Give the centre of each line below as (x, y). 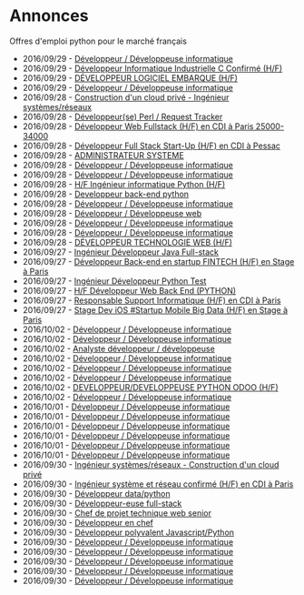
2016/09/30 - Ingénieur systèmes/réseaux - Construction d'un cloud (151, 464)
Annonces (49, 16)
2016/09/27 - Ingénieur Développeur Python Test (114, 281)
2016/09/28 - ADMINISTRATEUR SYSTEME (103, 155)
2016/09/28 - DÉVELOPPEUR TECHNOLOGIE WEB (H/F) (127, 242)
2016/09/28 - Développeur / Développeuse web (112, 213)
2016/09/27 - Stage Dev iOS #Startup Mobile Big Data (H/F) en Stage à (155, 309)
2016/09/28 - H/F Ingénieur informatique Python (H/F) (124, 184)
